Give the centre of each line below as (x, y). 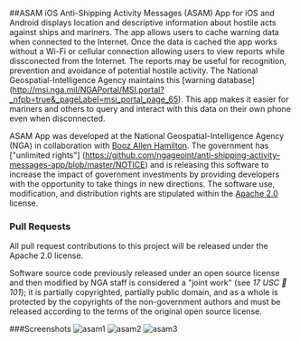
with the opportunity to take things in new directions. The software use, (142, 184)
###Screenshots (41, 329)
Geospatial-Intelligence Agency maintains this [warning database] (132, 80)
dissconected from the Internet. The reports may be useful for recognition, (148, 61)
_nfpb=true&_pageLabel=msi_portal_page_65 (94, 99)
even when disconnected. (57, 118)
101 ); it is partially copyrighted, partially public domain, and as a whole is (144, 292)
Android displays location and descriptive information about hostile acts (143, 23)
